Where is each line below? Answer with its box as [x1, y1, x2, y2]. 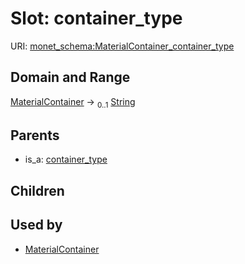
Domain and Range [10, 69, 131, 86]
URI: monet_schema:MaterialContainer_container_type [10, 40, 235, 52]
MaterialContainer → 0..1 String [10, 95, 136, 110]
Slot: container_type [10, 7, 183, 30]
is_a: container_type [24, 153, 108, 166]
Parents [10, 127, 60, 144]
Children [10, 182, 65, 199]
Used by [10, 217, 63, 234]
